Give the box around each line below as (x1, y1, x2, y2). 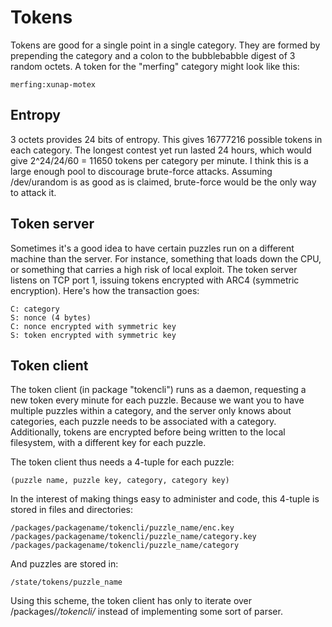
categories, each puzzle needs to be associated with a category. (10, 416, 277, 428)
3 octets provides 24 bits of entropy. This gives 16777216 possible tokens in (10, 133, 323, 145)
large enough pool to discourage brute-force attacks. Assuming (10, 165, 273, 177)
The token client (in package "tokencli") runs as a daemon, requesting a (10, 384, 307, 396)
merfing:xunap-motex (10, 79, 97, 90)
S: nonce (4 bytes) (10, 312, 92, 323)
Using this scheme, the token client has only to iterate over (10, 595, 253, 607)
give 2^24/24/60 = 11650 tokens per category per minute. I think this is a (10, 154, 309, 166)
